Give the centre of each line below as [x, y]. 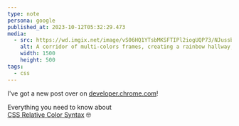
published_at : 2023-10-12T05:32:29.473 [67, 27]
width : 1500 [38, 54]
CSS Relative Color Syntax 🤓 [49, 115]
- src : [23, 40]
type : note [23, 14]
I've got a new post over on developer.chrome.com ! [83, 93]
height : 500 [38, 60]
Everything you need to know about [60, 107]
